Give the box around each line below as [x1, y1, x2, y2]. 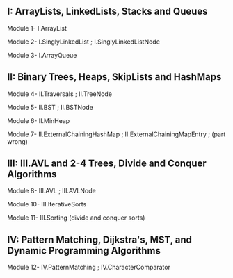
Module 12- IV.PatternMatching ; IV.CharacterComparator [7, 263, 170, 272]
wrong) [7, 137, 28, 145]
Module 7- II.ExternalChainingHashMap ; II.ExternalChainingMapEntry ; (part [7, 130, 226, 138]
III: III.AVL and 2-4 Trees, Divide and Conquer [7, 158, 207, 170]
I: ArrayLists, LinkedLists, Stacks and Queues [7, 6, 208, 17]
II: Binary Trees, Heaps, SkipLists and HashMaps [7, 71, 222, 83]
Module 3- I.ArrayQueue [7, 51, 77, 59]
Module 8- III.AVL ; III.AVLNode [7, 187, 96, 195]
